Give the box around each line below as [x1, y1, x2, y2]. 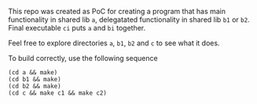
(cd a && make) [8, 69, 58, 77]
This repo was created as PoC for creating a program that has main [8, 7, 226, 16]
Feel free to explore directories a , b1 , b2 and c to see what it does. [8, 38, 220, 48]
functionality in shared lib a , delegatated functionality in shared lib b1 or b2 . [8, 15, 250, 24]
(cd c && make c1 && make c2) [8, 89, 108, 97]
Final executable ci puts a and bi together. [8, 23, 146, 32]
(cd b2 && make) [8, 82, 61, 90]
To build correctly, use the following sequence [8, 54, 159, 63]
